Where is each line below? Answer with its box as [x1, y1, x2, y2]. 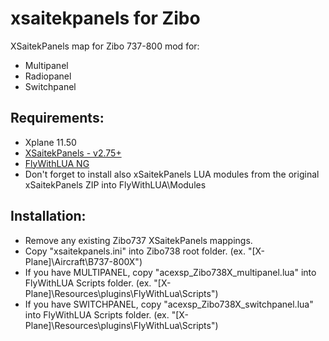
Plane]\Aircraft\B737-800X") [24, 255, 143, 267]
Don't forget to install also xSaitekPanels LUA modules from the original [24, 168, 320, 180]
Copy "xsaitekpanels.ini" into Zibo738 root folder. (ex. [24, 245, 246, 257]
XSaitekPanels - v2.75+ [24, 147, 122, 159]
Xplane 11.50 [24, 136, 77, 148]
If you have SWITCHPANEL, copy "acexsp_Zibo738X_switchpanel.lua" [24, 298, 314, 310]
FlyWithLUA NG [24, 157, 90, 169]
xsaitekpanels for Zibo [10, 7, 201, 30]
